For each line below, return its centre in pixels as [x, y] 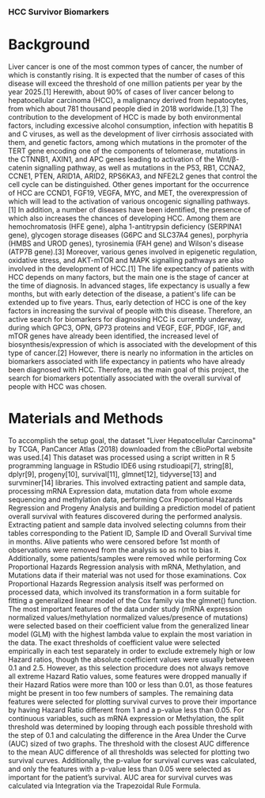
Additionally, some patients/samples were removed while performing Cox [127, 558]
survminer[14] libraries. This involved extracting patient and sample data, [127, 483]
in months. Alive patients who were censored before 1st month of [114, 541]
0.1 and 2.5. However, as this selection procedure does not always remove [129, 667]
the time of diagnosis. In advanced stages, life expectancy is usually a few [129, 285]
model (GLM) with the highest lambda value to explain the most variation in [130, 634]
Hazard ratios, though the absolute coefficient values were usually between [131, 659]
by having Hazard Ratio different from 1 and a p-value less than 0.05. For [126, 710]
